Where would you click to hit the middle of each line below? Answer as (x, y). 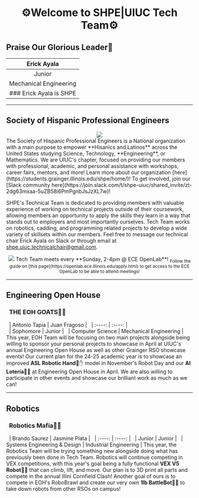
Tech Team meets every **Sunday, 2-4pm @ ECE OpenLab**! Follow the (103, 260)
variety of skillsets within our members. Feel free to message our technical (97, 234)
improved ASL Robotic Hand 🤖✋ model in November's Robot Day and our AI (99, 363)
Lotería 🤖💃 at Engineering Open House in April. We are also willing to (89, 372)
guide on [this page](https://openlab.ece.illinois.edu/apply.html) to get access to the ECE (99, 266)
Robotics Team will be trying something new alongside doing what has (92, 451)
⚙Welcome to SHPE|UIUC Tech (99, 13)
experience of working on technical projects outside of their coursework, (95, 209)
